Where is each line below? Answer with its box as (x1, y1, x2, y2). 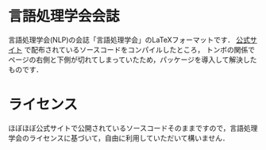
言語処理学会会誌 (8, 7, 121, 25)
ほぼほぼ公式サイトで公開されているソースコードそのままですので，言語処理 (8, 123, 258, 133)
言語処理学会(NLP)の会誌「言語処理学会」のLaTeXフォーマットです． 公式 (8, 35, 251, 44)
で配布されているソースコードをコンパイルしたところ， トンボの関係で (23, 44, 256, 54)
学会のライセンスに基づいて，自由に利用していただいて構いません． (8, 133, 230, 143)
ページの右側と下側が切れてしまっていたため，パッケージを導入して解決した (8, 55, 257, 64)
